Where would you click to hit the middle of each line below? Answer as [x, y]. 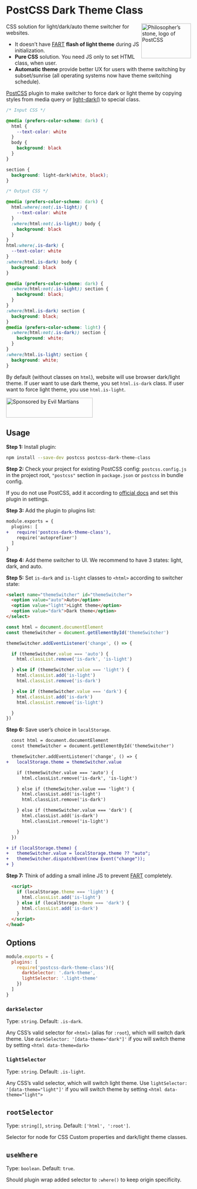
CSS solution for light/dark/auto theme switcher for [68, 26]
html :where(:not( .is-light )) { [50, 207]
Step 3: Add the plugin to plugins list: [51, 511]
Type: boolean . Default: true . [40, 1168]
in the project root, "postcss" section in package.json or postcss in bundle [95, 475]
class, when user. [36, 63]
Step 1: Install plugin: [31, 447]
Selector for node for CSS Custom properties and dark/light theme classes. [97, 1137]
